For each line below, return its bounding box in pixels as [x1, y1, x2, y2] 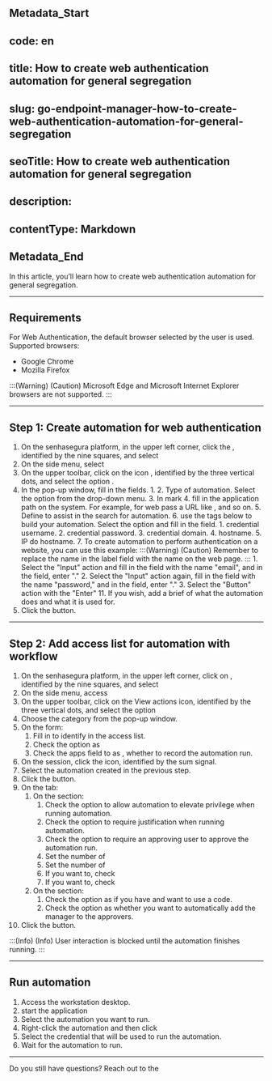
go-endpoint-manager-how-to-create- [36, 101, 237, 116]
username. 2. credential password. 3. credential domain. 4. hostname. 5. [20, 528, 262, 538]
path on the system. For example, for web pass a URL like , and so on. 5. [20, 502, 262, 513]
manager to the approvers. [44, 911, 134, 921]
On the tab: [20, 782, 59, 792]
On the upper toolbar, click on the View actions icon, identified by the [20, 696, 251, 706]
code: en [9, 34, 55, 48]
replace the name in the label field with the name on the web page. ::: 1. [20, 554, 258, 564]
